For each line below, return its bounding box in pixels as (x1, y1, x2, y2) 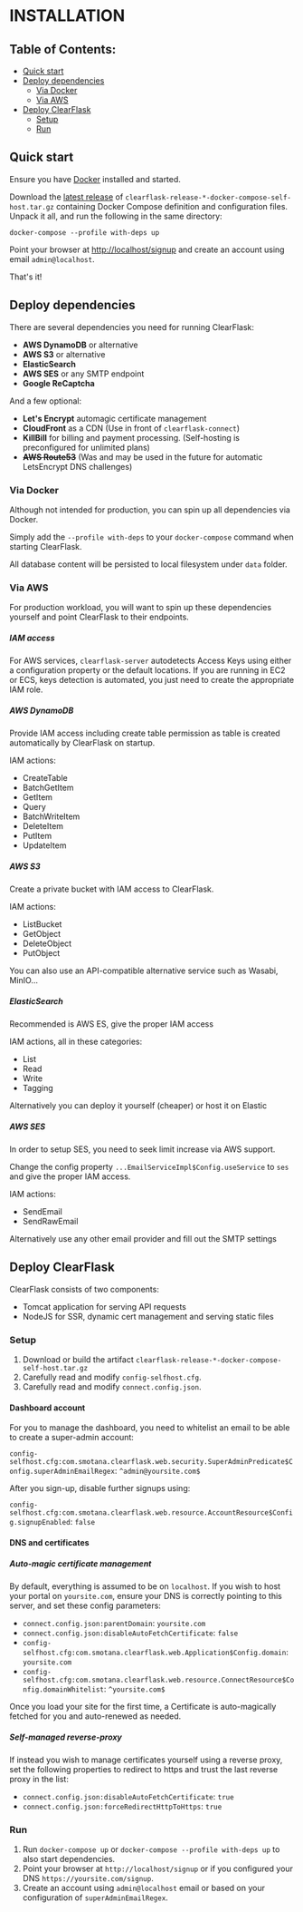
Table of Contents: (9, 42, 117, 57)
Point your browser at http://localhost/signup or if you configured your (22, 1863, 294, 1874)
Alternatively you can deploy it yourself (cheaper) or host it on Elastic (9, 1100, 268, 1111)
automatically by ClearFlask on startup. (9, 737, 156, 748)
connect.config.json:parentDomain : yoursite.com (22, 1617, 206, 1628)
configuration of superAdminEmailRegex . (22, 1892, 169, 1903)
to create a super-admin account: (9, 1432, 134, 1443)
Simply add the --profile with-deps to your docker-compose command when (9, 532, 294, 542)
